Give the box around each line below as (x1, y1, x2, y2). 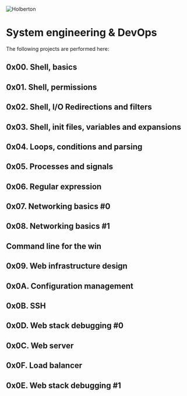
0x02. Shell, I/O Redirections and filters (6, 102, 153, 112)
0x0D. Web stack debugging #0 (6, 321, 124, 330)
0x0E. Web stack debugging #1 (6, 380, 121, 390)
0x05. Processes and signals (6, 161, 114, 172)
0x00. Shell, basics (6, 62, 77, 73)
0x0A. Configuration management (6, 281, 134, 291)
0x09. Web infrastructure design (6, 261, 128, 271)
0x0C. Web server (6, 340, 74, 350)
